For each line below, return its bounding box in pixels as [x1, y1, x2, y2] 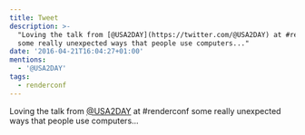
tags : [9, 72, 30, 82]
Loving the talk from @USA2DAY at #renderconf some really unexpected [9, 105, 281, 116]
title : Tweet [9, 13, 59, 23]
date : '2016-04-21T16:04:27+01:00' [9, 47, 144, 56]
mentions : [9, 55, 47, 64]
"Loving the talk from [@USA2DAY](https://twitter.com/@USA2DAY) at [17, 30, 282, 39]
